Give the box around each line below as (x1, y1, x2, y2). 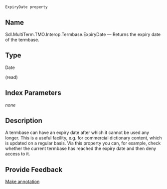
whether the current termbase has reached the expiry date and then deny (5, 145, 157, 151)
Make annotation (5, 178, 40, 184)
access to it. (5, 151, 30, 157)
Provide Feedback (5, 165, 63, 174)
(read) (5, 74, 18, 80)
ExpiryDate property (5, 4, 48, 9)
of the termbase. (5, 37, 39, 42)
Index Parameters (5, 88, 61, 97)
